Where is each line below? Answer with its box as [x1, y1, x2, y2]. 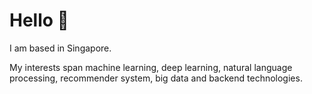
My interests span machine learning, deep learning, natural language [9, 61, 293, 73]
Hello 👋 [9, 9, 69, 32]
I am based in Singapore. [9, 42, 112, 54]
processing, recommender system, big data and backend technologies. [9, 72, 303, 84]
